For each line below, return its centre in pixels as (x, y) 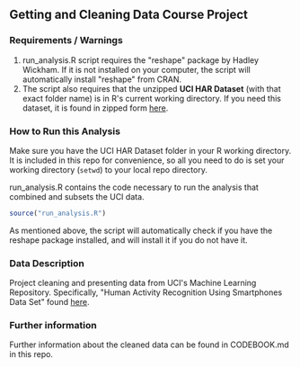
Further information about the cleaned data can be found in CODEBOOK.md (149, 345)
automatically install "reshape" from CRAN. (102, 79)
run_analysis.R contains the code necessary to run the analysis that (134, 187)
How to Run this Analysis (65, 131)
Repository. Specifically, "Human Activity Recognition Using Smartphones (146, 292)
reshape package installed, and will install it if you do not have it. (129, 240)
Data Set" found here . (49, 302)
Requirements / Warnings (66, 40)
